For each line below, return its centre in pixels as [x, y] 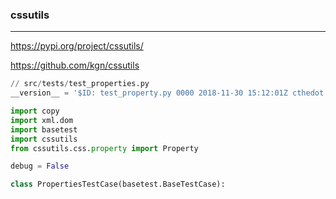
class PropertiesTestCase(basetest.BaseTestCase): [118, 184]
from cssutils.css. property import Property [104, 148]
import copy [35, 111]
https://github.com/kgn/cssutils [75, 65]
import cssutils [44, 139]
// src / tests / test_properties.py [80, 84]
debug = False [40, 166]
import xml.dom [42, 120]
